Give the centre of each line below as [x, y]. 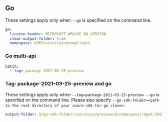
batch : [12, 66]
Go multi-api [21, 56]
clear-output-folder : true [38, 39]
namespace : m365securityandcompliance [50, 43]
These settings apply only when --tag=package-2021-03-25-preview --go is [82, 95]
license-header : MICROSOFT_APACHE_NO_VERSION [58, 34]
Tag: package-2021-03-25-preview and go [58, 84]
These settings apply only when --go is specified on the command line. [78, 20]
